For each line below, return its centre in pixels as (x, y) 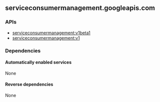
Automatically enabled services (38, 62)
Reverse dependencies (29, 84)
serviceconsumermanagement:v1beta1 (51, 33)
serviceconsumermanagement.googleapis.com (80, 8)
